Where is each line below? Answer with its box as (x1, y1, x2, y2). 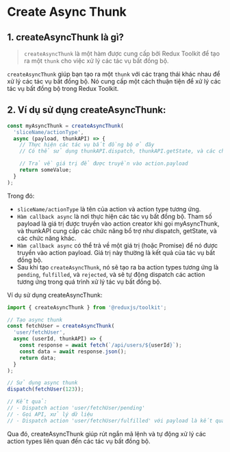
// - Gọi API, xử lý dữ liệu (7, 411, 94, 418)
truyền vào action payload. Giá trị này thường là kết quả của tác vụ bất (16, 248, 216, 256)
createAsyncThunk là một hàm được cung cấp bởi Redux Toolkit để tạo (23, 49, 220, 57)
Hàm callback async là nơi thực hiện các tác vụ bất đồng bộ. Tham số (16, 212, 212, 220)
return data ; (19, 354, 57, 361)
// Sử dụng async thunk (7, 380, 78, 386)
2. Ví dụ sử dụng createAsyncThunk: (7, 104, 166, 116)
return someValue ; (19, 167, 72, 174)
